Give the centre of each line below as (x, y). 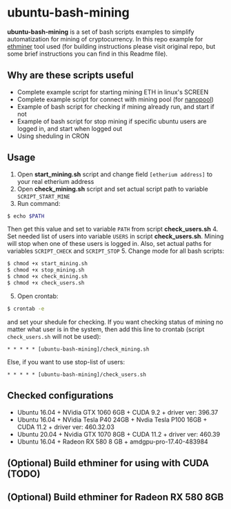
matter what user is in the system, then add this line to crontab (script (106, 329)
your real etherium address (56, 181)
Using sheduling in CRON (53, 136)
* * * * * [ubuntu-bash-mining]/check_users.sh (77, 374)
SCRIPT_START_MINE (43, 197)
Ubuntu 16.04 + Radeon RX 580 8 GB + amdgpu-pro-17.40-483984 (112, 442)
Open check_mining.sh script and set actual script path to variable (112, 189)
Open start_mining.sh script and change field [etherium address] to (114, 174)
